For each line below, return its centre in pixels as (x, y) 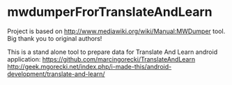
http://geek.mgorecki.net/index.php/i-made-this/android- (90, 66)
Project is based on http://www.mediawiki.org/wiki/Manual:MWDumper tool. (116, 31)
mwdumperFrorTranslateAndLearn (110, 12)
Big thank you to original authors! (55, 38)
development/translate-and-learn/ (56, 74)
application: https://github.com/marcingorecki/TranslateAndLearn (101, 59)
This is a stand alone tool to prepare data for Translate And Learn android (113, 52)
